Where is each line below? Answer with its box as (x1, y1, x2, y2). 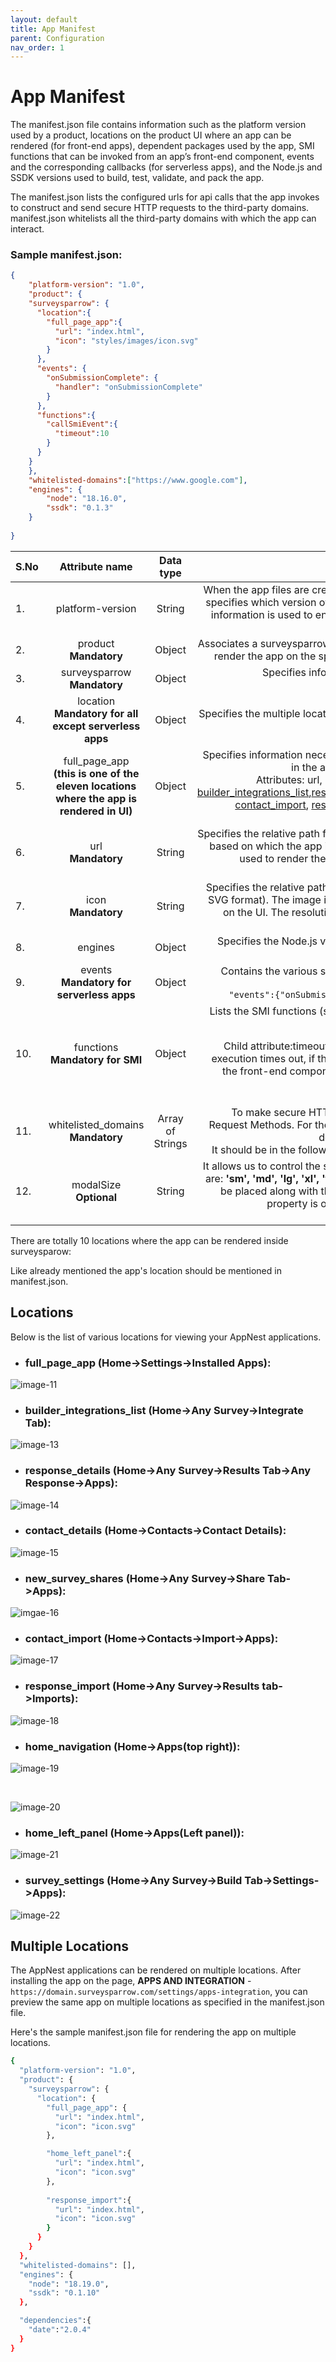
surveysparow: (10, 1245, 72, 1257)
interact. (10, 223, 45, 235)
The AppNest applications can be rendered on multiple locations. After (10, 1964, 302, 1976)
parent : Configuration (10, 33, 105, 43)
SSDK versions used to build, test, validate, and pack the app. (10, 172, 265, 184)
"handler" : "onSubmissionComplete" (54, 382, 203, 392)
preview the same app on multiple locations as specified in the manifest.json (10, 1996, 325, 2008)
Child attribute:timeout (223, 1039, 329, 1053)
